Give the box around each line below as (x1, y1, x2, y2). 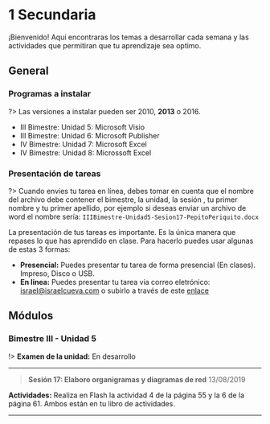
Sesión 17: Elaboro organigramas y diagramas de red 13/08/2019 (27, 374, 246, 384)
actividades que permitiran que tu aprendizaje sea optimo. (8, 40, 202, 50)
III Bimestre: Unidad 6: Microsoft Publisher (19, 130, 160, 140)
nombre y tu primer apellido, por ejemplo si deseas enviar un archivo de (8, 203, 247, 212)
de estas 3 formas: (8, 244, 71, 254)
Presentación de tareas (8, 167, 101, 179)
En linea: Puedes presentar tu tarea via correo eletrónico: (19, 277, 211, 286)
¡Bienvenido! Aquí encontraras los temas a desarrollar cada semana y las (8, 32, 249, 42)
